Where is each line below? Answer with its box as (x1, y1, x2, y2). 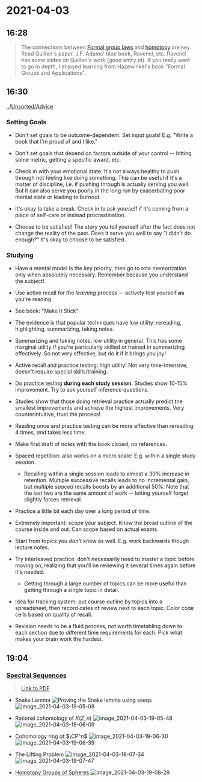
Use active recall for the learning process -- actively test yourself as (14, 289, 185, 296)
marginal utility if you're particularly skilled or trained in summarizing (14, 343, 185, 351)
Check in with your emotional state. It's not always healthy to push (14, 168, 180, 175)
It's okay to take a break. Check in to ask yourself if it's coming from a (14, 205, 189, 212)
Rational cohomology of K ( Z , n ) (14, 714, 92, 722)
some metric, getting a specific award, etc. (14, 156, 121, 164)
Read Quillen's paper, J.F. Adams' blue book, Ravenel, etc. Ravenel (20, 50, 187, 57)
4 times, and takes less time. (14, 429, 87, 436)
